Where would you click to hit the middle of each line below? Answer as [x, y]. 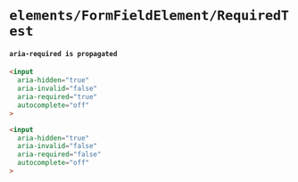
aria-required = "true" [58, 97]
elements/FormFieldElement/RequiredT [149, 16]
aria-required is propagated [63, 54]
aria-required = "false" [59, 154]
